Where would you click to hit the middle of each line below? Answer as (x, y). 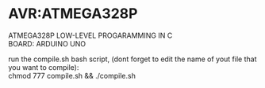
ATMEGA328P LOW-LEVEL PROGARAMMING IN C (90, 35)
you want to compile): (44, 67)
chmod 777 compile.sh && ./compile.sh (72, 75)
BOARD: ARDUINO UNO (47, 43)
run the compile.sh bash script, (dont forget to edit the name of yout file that (132, 59)
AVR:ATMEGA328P (73, 14)
